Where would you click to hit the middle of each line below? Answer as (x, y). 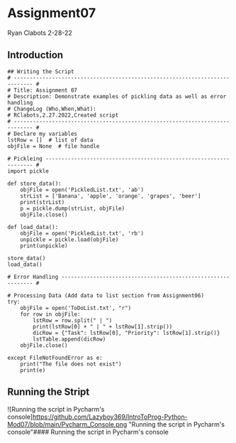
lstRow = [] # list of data (50, 140)
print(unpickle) (44, 246)
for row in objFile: (50, 314)
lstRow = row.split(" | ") (73, 320)
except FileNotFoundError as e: (55, 358)
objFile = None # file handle (54, 146)
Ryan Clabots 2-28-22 (40, 33)
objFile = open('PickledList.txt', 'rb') (82, 233)
